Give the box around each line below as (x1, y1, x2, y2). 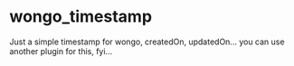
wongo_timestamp (9, 6, 152, 27)
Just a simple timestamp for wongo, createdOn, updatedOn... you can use (9, 36, 285, 47)
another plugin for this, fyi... (9, 45, 113, 56)
